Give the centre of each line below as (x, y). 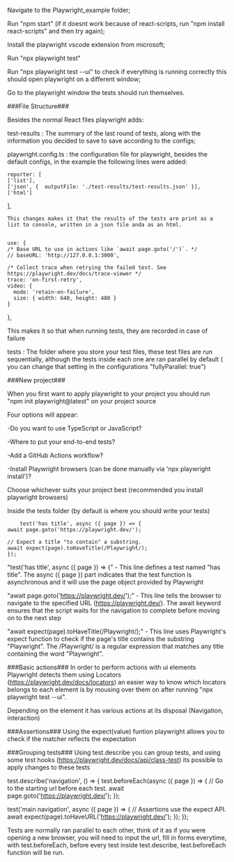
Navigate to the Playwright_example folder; (69, 10)
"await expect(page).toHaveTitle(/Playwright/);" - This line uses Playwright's (117, 631)
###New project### (37, 380)
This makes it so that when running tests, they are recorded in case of (108, 331)
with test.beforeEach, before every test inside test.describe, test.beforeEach (117, 845)
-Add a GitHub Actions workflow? (55, 455)
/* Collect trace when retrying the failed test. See (87, 268)
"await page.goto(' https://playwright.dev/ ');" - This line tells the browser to (114, 596)
